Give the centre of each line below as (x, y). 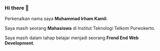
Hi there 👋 (17, 8)
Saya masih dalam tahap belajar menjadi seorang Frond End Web (72, 38)
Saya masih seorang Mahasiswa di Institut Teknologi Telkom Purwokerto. (80, 28)
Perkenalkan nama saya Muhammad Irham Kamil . (56, 19)
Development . (19, 43)
